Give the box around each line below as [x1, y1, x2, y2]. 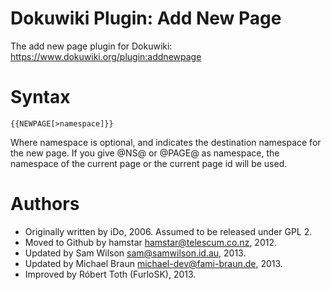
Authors [10, 193, 80, 216]
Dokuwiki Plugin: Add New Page [10, 7, 282, 30]
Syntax [10, 86, 71, 109]
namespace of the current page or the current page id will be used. [10, 157, 288, 169]
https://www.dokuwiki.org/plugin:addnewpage [10, 50, 202, 62]
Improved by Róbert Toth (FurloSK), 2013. [24, 268, 197, 280]
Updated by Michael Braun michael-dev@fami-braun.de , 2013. [24, 257, 283, 269]
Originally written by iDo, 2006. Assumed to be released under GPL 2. [24, 225, 313, 237]
